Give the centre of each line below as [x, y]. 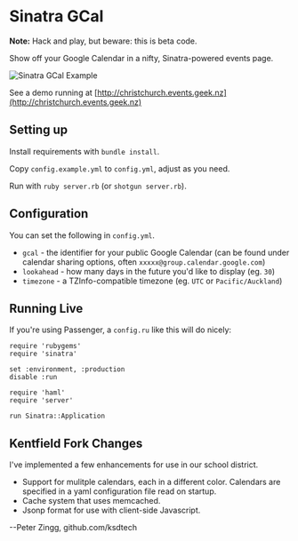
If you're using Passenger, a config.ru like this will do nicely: [121, 330]
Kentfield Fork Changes [76, 443]
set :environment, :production [67, 370]
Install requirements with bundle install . [85, 151]
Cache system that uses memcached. [91, 501]
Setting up [39, 130]
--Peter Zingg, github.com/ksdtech [73, 528]
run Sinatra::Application [57, 416]
